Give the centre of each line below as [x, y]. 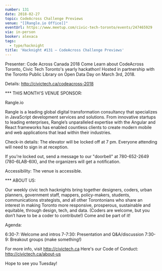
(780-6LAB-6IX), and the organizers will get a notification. [63, 161]
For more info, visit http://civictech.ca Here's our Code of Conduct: [72, 249]
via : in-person [20, 32]
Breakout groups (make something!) [46, 239]
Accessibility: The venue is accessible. [44, 171]
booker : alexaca [21, 37]
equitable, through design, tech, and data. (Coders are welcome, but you [77, 210]
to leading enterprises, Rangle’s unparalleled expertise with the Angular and [80, 122]
